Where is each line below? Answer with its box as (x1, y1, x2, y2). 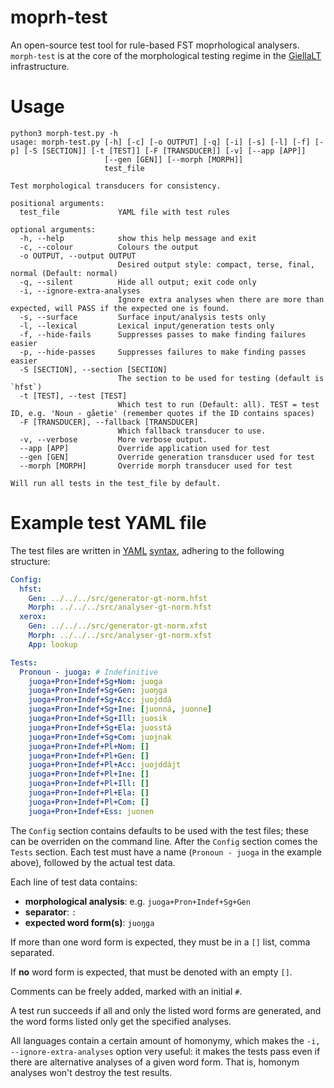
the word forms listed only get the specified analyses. (10, 1015, 232, 1027)
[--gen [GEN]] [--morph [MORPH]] (104, 154, 244, 165)
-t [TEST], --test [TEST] (19, 391, 128, 401)
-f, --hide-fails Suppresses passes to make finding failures (19, 329, 307, 340)
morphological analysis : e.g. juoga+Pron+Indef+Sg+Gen (24, 895, 251, 907)
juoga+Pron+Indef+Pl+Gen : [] (28, 751, 150, 761)
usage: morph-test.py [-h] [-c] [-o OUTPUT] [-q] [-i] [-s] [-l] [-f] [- (10, 137, 325, 147)
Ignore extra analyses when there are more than (117, 294, 325, 305)
